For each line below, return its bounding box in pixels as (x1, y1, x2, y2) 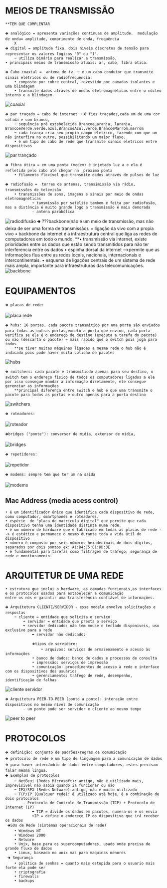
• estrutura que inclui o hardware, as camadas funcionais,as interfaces (5, 586, 162, 591)
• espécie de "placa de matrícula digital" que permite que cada (5, 518, 146, 523)
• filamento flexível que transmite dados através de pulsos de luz (14, 172, 160, 177)
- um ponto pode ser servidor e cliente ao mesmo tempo (23, 706, 142, 711)
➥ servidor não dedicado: (31, 632, 86, 637)
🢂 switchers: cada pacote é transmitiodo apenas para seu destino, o (5, 369, 154, 374)
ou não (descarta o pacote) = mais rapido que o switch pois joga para (5, 337, 157, 342)
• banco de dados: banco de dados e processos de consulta (31, 656, 157, 661)
